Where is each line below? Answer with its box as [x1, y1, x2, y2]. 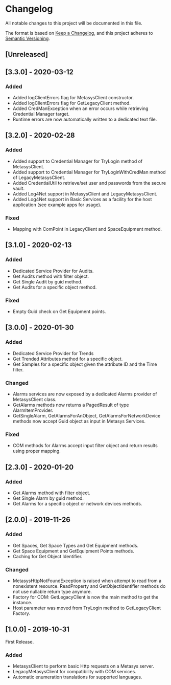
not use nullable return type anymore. [12, 588, 92, 594]
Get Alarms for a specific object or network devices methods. [12, 500, 142, 506]
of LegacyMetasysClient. [12, 174, 65, 181]
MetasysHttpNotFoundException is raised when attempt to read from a [12, 578, 162, 584]
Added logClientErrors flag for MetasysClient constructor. [12, 95, 134, 101]
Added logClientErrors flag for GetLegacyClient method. [12, 100, 131, 106]
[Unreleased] [5, 50, 48, 59]
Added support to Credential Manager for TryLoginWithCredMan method [12, 169, 166, 175]
